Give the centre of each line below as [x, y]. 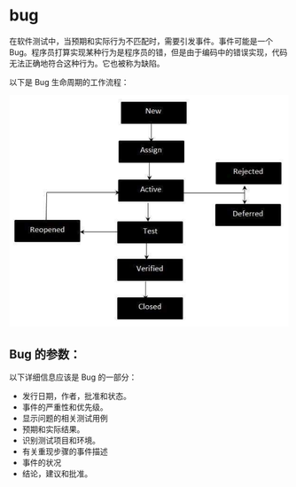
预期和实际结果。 [53, 429]
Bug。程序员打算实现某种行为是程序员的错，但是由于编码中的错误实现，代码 [148, 52]
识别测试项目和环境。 [61, 441]
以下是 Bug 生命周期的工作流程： [69, 82]
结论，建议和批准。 [57, 474]
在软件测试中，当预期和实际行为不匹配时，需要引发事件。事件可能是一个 [141, 41]
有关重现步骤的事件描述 [65, 452]
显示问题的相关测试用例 [65, 419]
